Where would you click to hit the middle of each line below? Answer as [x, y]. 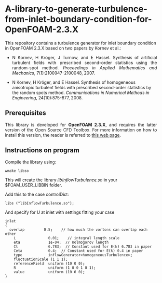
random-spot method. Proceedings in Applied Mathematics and [84, 68]
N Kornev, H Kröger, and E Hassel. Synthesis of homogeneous [74, 82]
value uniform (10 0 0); [49, 272]
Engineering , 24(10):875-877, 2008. [47, 97]
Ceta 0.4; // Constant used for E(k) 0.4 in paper [79, 251]
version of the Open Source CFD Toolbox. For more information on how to [81, 130]
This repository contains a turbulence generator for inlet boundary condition [81, 43]
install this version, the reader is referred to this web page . [63, 135]
